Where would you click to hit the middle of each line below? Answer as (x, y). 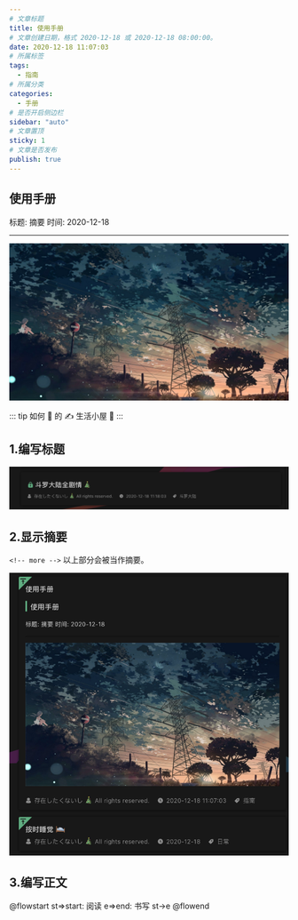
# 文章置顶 (27, 132)
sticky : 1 (27, 141)
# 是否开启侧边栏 (36, 112)
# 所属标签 (27, 56)
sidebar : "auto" (39, 122)
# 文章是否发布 (33, 150)
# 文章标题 (27, 19)
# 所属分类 (27, 84)
